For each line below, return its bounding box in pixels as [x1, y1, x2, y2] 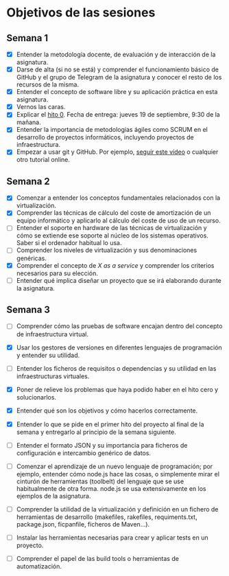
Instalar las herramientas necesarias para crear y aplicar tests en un [16, 533, 208, 542]
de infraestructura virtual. [16, 330, 88, 338]
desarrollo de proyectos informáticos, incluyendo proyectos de [16, 133, 194, 141]
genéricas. [16, 254, 47, 262]
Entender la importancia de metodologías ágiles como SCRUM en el [16, 126, 208, 134]
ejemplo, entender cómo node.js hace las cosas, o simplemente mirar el [16, 470, 220, 478]
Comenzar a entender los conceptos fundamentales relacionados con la [16, 194, 221, 202]
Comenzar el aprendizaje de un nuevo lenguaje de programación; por [16, 462, 213, 470]
